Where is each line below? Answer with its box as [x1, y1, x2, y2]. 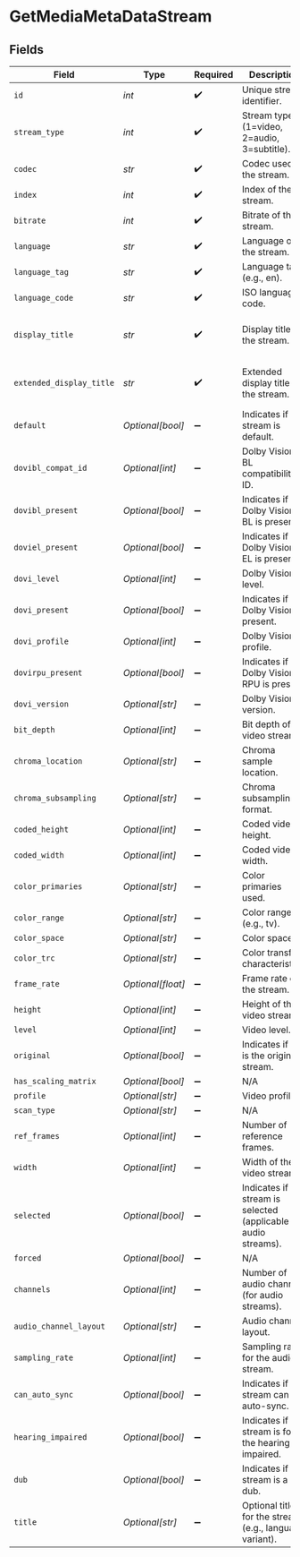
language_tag [13, 267, 70, 277]
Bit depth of [241, 718, 292, 731]
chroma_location [13, 757, 83, 766]
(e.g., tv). [241, 918, 280, 929]
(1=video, [241, 121, 283, 133]
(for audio [241, 1289, 284, 1301]
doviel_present [13, 543, 79, 552]
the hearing [241, 1437, 290, 1449]
